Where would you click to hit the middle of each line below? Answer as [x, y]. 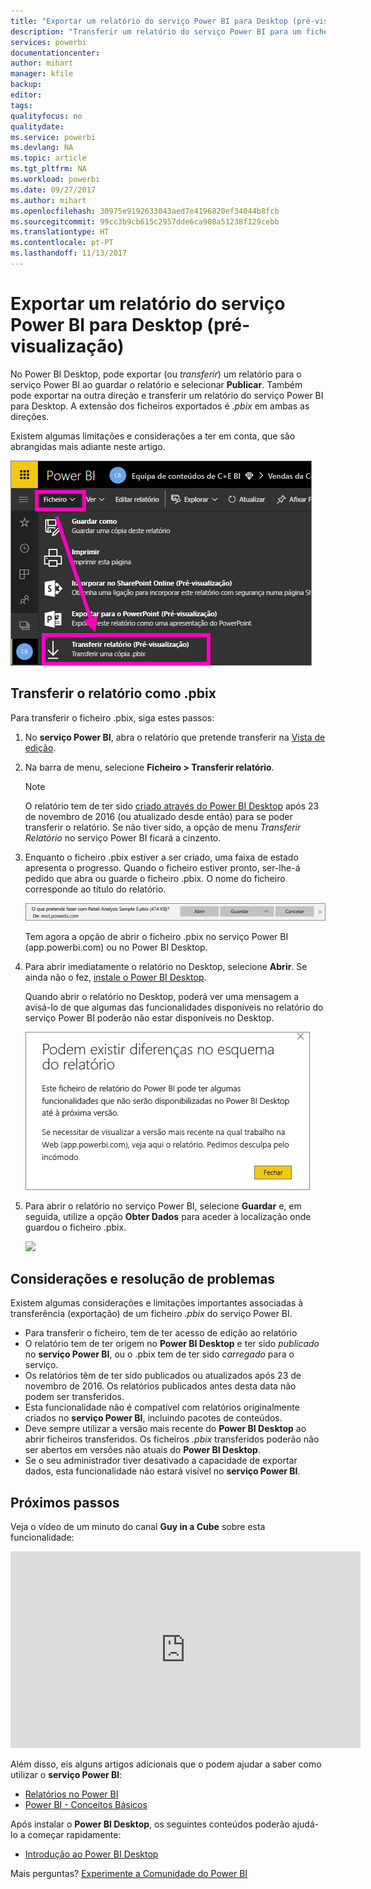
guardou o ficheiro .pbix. [75, 1227]
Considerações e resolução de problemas [143, 1279]
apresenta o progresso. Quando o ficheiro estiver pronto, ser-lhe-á [162, 867]
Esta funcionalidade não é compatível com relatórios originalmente [162, 1407]
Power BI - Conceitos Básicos [86, 1805]
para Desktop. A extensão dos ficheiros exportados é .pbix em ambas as [160, 406]
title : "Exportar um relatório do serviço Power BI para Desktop [149, 21]
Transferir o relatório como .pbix [113, 693]
